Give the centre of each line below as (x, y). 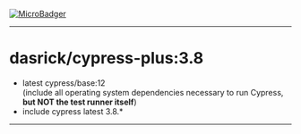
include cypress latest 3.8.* (73, 111)
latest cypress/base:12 (64, 83)
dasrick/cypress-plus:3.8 (107, 59)
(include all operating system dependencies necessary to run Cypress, (153, 92)
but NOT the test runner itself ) (79, 102)
